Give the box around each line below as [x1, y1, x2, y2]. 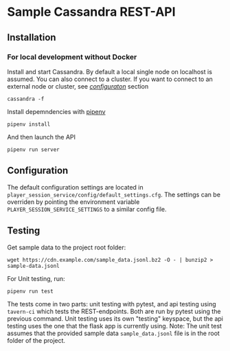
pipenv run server [7, 146, 60, 153]
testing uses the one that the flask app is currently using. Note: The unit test [7, 321, 222, 330]
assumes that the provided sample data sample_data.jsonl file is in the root [7, 329, 220, 337]
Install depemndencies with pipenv [7, 107, 106, 115]
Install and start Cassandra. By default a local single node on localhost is [7, 67, 213, 76]
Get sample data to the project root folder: [7, 243, 126, 251]
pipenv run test [7, 288, 54, 295]
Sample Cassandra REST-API [7, 4, 176, 20]
